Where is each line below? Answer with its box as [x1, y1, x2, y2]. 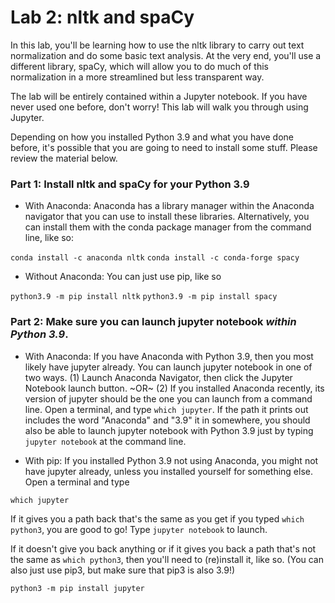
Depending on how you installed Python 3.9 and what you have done [10, 131, 295, 143]
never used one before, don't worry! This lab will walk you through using [10, 101, 309, 113]
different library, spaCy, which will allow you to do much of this [10, 60, 270, 72]
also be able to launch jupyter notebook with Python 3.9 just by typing [24, 424, 314, 436]
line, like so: [24, 232, 75, 244]
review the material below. [10, 152, 118, 164]
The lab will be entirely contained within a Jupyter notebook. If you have [10, 90, 308, 102]
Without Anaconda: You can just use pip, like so [24, 271, 222, 283]
